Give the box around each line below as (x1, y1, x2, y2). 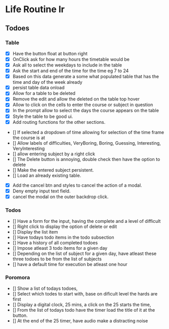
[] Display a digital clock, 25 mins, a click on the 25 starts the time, (12, 302, 151, 308)
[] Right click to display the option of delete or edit (12, 223, 117, 229)
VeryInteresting (12, 145, 45, 151)
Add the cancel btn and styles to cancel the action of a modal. (12, 182, 143, 188)
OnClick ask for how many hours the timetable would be (12, 56, 130, 62)
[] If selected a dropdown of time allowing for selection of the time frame (12, 129, 164, 135)
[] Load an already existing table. (12, 172, 81, 178)
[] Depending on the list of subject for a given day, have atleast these (12, 250, 157, 257)
